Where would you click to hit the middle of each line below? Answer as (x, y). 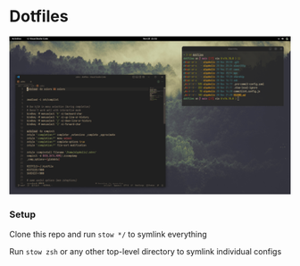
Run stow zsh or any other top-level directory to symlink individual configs (146, 251)
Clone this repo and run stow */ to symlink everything (108, 234)
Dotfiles (39, 17)
